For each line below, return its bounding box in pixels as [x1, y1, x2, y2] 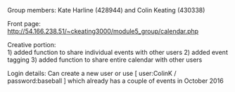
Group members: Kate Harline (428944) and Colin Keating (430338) [7, 6, 205, 14]
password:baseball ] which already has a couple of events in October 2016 [7, 77, 224, 85]
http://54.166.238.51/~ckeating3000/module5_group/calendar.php [7, 27, 199, 35]
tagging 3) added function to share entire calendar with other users [7, 55, 203, 64]
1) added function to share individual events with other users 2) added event [7, 48, 229, 56]
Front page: [7, 20, 41, 27]
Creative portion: [7, 41, 56, 48]
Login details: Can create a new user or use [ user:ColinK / [7, 70, 177, 77]
